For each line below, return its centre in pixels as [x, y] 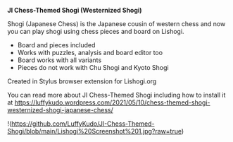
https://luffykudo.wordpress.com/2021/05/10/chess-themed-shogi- [112, 102]
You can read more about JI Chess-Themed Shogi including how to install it [116, 95]
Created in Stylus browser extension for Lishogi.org [82, 81]
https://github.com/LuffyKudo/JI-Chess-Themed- [83, 124]
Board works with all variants [59, 60]
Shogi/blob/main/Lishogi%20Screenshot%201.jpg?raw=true [94, 131]
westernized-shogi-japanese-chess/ [61, 110]
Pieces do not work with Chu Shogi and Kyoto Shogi [93, 67]
